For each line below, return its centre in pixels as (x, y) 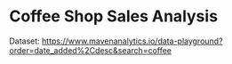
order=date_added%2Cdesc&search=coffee (90, 50)
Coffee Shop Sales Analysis (114, 16)
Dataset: (24, 41)
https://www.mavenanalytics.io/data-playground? (132, 41)
